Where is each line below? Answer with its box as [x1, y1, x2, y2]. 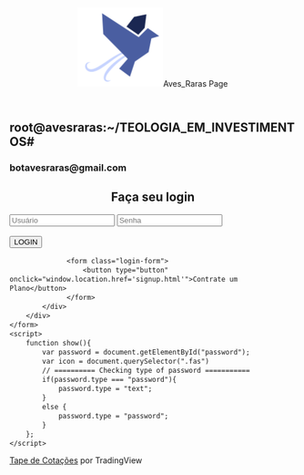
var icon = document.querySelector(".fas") [42, 356, 209, 366]
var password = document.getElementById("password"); [42, 347, 250, 356]
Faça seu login [110, 190, 196, 205]
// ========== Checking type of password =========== [42, 366, 250, 375]
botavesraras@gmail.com [9, 161, 127, 174]
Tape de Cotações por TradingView [9, 454, 143, 466]
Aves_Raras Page [163, 78, 228, 88]
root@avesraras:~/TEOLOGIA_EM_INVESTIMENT [9, 120, 296, 135]
